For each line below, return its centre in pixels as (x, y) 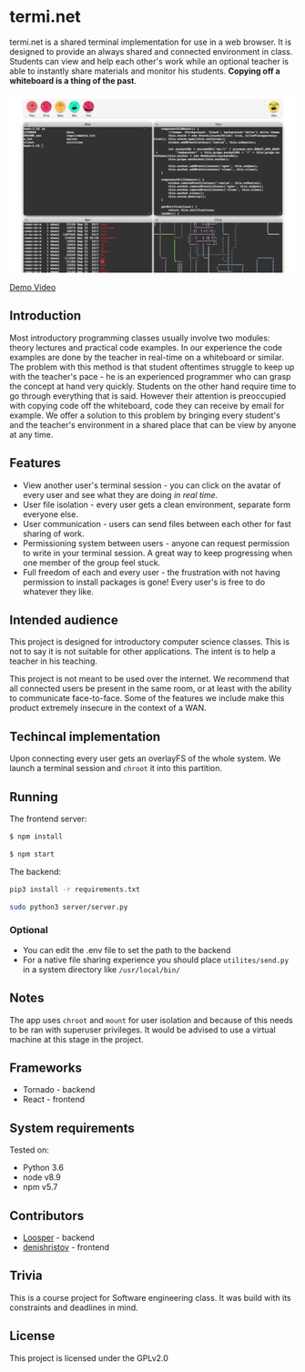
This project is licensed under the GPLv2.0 (89, 1357)
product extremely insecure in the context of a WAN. (108, 708)
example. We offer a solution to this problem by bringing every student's (145, 415)
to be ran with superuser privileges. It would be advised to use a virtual (142, 1030)
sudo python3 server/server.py (69, 907)
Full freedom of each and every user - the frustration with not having (151, 572)
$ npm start (32, 854)
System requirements (72, 1128)
